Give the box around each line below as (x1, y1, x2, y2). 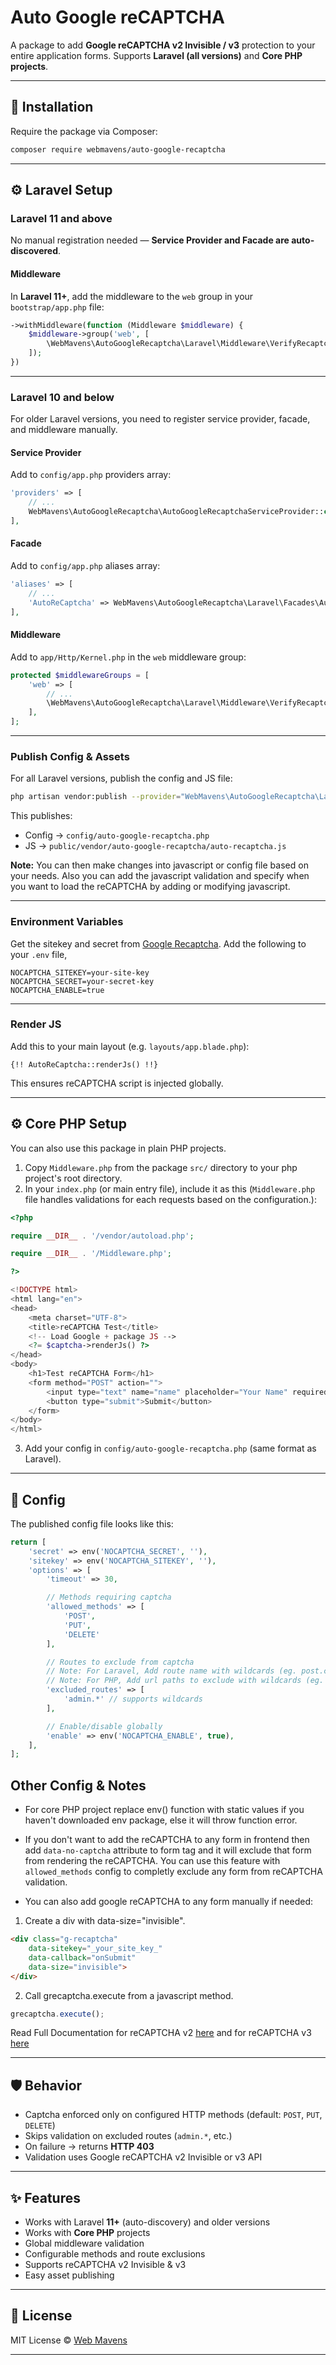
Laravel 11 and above (10, 211, 113, 225)
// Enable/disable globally (46, 1721, 163, 1731)
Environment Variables (10, 915, 124, 929)
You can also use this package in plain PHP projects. (10, 1142, 227, 1154)
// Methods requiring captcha (46, 1592, 172, 1603)
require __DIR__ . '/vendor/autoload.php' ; (10, 1231, 195, 1241)
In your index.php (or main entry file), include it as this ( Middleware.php (24, 1182, 316, 1195)
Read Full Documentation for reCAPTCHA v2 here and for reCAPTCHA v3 (10, 2027, 312, 2039)
